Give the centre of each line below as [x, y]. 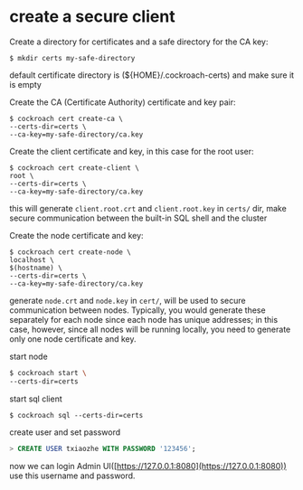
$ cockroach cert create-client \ [75, 168]
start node [28, 356]
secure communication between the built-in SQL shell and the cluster [138, 218]
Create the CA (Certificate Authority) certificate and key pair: [123, 102]
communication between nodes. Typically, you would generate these [137, 310]
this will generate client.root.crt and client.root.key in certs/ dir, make [148, 208]
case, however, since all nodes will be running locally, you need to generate [150, 329]
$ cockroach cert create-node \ [70, 252]
